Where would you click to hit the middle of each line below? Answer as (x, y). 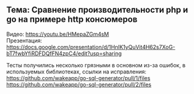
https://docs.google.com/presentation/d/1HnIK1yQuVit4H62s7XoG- (91, 47)
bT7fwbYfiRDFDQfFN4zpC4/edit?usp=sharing (64, 53)
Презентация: (24, 40)
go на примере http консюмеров (72, 20)
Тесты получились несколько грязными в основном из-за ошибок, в (96, 65)
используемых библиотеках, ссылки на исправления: (76, 72)
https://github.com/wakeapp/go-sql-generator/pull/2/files (79, 84)
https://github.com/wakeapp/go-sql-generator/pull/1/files (78, 78)
